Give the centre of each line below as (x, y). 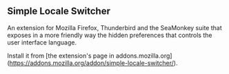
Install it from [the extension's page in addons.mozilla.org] (90, 56)
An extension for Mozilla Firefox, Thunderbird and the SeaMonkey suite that (114, 27)
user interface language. (42, 42)
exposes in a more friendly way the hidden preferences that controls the (110, 35)
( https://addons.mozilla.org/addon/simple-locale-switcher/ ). (92, 63)
